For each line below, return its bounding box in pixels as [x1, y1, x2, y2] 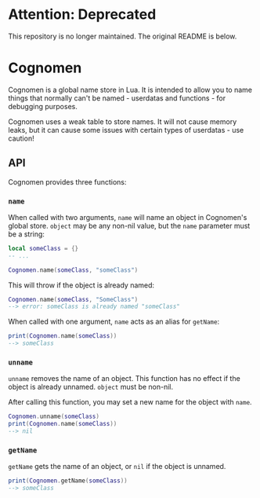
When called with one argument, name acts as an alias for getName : [8, 317, 220, 327]
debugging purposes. [8, 101, 78, 111]
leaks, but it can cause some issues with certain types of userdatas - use [8, 125, 244, 134]
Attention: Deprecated [8, 5, 157, 24]
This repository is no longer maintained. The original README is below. [8, 31, 237, 41]
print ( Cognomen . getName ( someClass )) [8, 477, 128, 485]
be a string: [8, 229, 45, 239]
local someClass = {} [8, 244, 79, 252]
